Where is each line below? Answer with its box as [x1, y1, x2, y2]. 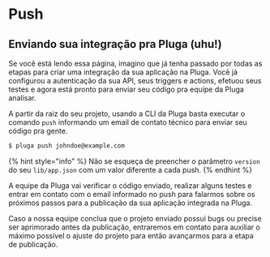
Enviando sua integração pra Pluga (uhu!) [8, 37, 222, 51]
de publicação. [8, 239, 58, 249]
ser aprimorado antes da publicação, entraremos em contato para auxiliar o [8, 222, 261, 232]
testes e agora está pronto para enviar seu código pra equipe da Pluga [8, 84, 245, 94]
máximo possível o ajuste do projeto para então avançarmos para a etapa [8, 230, 254, 240]
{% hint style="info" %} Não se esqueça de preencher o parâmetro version [8, 156, 261, 166]
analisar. [8, 93, 36, 102]
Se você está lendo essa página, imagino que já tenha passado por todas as [8, 58, 263, 68]
